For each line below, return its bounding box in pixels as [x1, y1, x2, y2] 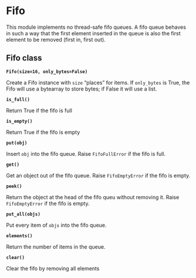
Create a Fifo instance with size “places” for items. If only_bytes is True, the [6, 79, 190, 86]
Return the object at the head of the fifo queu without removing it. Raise [6, 193, 180, 200]
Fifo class [6, 53, 42, 63]
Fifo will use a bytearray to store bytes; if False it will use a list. [6, 85, 157, 92]
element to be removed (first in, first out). [6, 36, 106, 43]
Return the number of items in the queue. [6, 243, 106, 250]
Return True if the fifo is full [6, 107, 72, 114]
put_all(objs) [6, 211, 41, 217]
